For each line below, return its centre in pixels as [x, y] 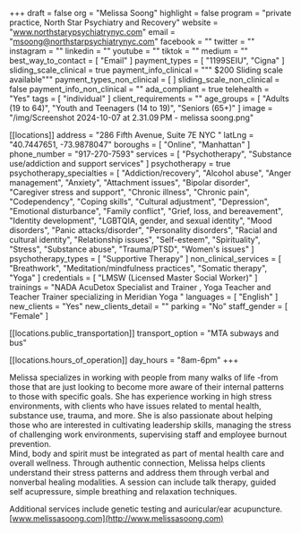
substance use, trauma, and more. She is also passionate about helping [141, 415]
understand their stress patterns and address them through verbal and [139, 473]
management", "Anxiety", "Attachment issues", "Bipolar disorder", [130, 182]
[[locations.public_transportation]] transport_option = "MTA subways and [144, 333]
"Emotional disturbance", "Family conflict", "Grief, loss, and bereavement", [146, 211]
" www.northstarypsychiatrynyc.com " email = [93, 32]
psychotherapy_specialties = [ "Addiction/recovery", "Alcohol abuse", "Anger [150, 173]
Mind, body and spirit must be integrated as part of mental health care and [147, 453]
